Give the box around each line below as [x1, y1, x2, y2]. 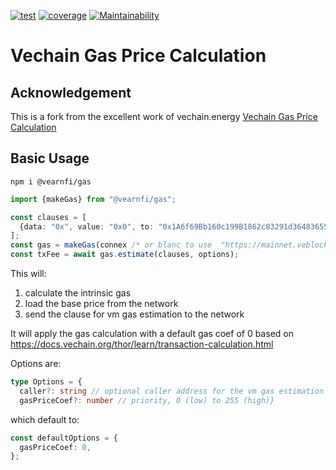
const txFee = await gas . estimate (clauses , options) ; [10, 250, 240, 260]
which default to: [10, 413, 80, 425]
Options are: [10, 358, 62, 370]
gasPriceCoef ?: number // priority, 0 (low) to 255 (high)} [19, 395, 275, 405]
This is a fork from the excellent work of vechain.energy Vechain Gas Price [10, 111, 318, 122]
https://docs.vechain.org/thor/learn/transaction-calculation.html [10, 338, 274, 350]
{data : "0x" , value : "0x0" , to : [19, 221, 155, 232]
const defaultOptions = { [10, 433, 118, 443]
